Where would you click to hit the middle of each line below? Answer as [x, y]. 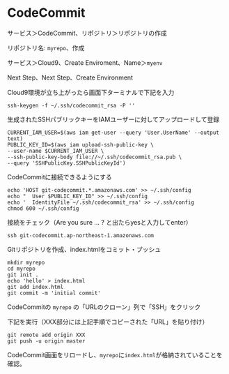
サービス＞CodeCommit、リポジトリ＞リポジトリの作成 [87, 33]
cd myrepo [22, 269]
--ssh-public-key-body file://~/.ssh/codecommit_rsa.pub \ [95, 157]
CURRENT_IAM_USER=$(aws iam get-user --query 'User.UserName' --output [113, 133]
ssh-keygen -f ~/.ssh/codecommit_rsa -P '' [71, 105]
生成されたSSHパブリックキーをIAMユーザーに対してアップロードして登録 [113, 119]
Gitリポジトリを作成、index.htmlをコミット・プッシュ [84, 249]
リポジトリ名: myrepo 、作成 [46, 47]
